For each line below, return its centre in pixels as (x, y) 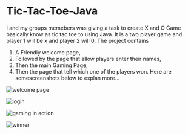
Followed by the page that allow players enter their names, (88, 59)
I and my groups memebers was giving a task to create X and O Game (94, 28)
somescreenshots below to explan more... (67, 78)
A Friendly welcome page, (48, 52)
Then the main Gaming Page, (51, 65)
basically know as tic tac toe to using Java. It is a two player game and (94, 34)
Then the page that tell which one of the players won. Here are (93, 71)
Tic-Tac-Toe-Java (52, 11)
